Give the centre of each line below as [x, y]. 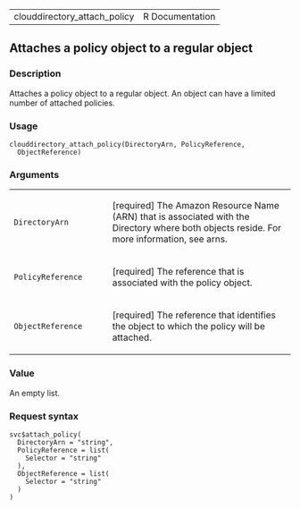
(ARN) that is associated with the [181, 216]
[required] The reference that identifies [194, 315]
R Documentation [179, 17]
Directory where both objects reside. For [197, 228]
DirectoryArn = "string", [66, 442]
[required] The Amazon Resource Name [196, 206]
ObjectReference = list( [63, 473]
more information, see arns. [170, 239]
